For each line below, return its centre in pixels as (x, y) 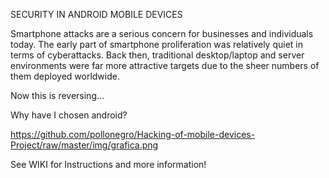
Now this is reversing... (57, 95)
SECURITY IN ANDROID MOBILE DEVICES (96, 14)
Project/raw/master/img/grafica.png (84, 145)
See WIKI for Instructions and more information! (108, 164)
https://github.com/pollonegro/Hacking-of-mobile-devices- (133, 134)
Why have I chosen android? (69, 115)
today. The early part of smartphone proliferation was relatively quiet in (157, 44)
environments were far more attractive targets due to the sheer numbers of (165, 65)
